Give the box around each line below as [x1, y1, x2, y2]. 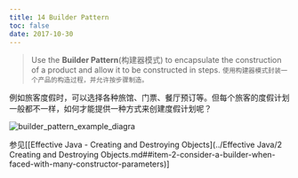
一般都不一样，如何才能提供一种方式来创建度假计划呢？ [9, 104, 212, 114]
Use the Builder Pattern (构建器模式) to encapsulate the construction [30, 55, 282, 66]
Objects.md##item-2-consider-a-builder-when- [101, 150, 276, 160]
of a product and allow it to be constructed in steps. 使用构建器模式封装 [30, 65, 282, 75]
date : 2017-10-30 [9, 29, 74, 38]
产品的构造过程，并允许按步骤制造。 [37, 76, 149, 85]
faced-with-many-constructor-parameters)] [9, 159, 170, 169]
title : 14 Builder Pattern [9, 12, 109, 22]
